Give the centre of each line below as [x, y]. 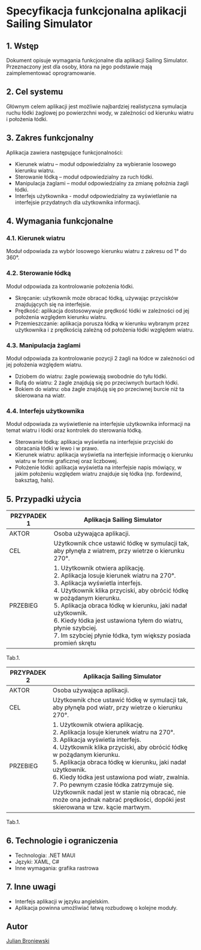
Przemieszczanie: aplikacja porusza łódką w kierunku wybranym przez [102, 323]
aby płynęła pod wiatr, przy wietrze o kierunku [118, 708]
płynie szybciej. [75, 628]
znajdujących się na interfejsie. [53, 304]
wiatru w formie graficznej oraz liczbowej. [66, 461]
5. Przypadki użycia [44, 499]
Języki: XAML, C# [37, 861]
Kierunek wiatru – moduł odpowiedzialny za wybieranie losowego [95, 164]
